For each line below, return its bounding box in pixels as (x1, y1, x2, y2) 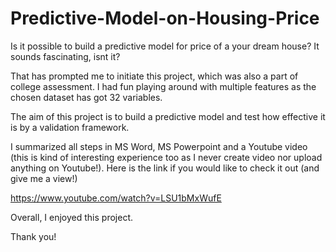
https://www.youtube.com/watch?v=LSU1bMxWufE (10, 192, 222, 204)
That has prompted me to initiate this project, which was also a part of (10, 70, 299, 82)
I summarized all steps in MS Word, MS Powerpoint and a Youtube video (10, 140, 308, 152)
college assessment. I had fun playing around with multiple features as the (10, 80, 317, 92)
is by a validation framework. (10, 121, 130, 133)
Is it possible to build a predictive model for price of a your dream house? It (10, 40, 320, 52)
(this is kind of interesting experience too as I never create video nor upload (10, 151, 323, 163)
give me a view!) (10, 172, 78, 184)
